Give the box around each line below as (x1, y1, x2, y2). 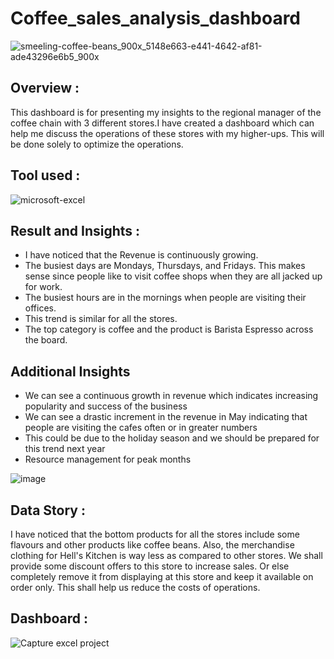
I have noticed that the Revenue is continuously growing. (24, 249, 259, 261)
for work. (24, 281, 63, 293)
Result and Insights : (10, 222, 141, 239)
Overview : (10, 80, 80, 97)
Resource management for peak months (24, 453, 192, 466)
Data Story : (10, 502, 86, 519)
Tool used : (10, 167, 81, 184)
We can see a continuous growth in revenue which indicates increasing (24, 390, 319, 402)
